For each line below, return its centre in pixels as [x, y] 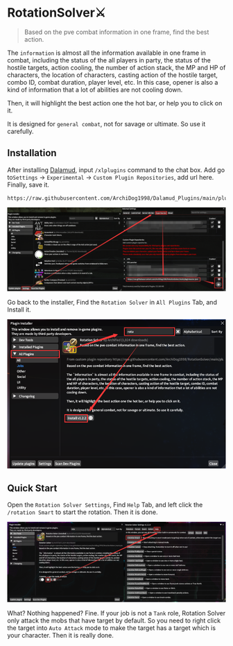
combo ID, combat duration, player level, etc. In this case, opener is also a [113, 82]
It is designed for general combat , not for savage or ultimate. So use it [106, 124]
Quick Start [32, 488]
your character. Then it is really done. [61, 635]
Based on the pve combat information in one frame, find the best [116, 32]
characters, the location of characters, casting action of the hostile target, [113, 75]
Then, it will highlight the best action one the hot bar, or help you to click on [115, 103]
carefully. [20, 131]
